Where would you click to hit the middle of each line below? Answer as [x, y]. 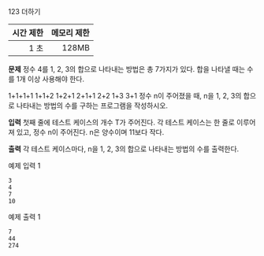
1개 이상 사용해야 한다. [50, 79]
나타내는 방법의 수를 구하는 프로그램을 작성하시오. [92, 106]
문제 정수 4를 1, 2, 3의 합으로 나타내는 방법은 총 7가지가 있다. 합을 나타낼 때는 [127, 69]
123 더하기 [24, 11]
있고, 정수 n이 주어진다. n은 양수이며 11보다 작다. [90, 132]
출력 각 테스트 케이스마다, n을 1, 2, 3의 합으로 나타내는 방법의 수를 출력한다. [124, 149]
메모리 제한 [71, 33]
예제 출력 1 [24, 217]
